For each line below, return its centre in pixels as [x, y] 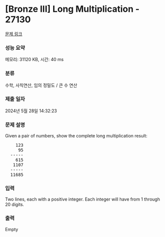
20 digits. [15, 204]
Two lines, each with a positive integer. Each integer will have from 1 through [82, 199]
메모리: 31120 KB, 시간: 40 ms [34, 60]
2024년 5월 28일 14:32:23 [31, 111]
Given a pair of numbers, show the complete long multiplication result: [76, 136]
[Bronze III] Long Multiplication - [72, 9]
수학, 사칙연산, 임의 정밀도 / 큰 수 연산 [41, 85]
